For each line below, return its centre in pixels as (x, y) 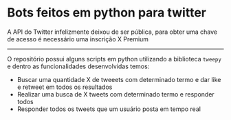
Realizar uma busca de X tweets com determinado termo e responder (115, 94)
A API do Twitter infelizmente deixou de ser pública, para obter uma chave (112, 32)
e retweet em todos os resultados (65, 87)
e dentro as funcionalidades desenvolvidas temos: (78, 66)
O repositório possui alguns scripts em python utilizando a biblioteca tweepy (114, 59)
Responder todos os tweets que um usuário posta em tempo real (109, 109)
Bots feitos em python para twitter (107, 13)
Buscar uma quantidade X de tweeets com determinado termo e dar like (119, 79)
